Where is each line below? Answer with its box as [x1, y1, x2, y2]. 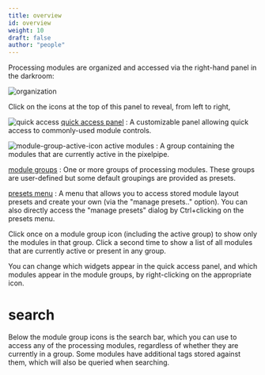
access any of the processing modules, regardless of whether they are [8, 341, 239, 350]
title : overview [8, 11, 62, 20]
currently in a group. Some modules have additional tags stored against [8, 350, 241, 359]
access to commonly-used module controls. [8, 126, 152, 136]
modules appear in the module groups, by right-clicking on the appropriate [8, 270, 252, 280]
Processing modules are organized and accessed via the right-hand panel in [8, 63, 257, 72]
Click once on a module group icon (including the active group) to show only [8, 229, 257, 239]
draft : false [8, 33, 51, 42]
